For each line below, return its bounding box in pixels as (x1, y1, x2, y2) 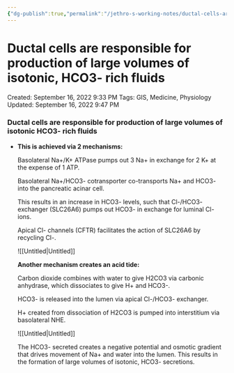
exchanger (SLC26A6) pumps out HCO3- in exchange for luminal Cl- (17, 205, 214, 213)
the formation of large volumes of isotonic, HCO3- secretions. (17, 357, 195, 366)
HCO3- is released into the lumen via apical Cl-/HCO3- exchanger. (17, 294, 209, 303)
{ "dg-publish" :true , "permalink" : (7, 10, 104, 17)
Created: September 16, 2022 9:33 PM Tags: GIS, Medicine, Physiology (7, 93, 212, 101)
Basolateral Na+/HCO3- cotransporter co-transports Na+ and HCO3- (17, 176, 217, 185)
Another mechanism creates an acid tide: (17, 260, 140, 268)
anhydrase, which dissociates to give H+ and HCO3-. (17, 281, 171, 289)
